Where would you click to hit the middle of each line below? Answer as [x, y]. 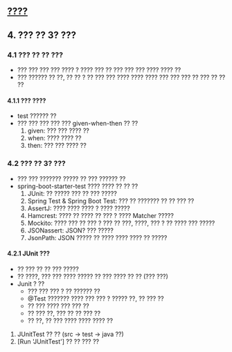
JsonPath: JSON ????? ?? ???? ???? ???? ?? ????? [97, 237]
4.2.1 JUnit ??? [29, 253]
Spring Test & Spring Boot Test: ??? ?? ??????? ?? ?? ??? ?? [111, 201]
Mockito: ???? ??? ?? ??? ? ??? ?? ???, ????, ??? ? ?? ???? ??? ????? [121, 223]
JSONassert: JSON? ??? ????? [71, 230]
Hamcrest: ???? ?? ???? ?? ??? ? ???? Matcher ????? [101, 215]
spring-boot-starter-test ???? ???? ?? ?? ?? [78, 186]
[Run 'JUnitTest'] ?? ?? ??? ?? [58, 341]
